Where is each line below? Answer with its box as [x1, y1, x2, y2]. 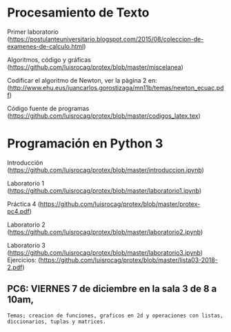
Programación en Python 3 [7, 136, 163, 152]
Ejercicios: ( [7, 256, 41, 264]
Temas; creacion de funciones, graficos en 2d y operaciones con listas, [7, 312, 224, 319]
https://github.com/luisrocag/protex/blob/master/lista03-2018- [40, 256, 219, 264]
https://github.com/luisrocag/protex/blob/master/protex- [40, 200, 201, 208]
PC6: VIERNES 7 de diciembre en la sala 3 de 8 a [7, 283, 217, 295]
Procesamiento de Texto [7, 5, 150, 21]
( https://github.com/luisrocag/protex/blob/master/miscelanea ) [7, 63, 184, 71]
